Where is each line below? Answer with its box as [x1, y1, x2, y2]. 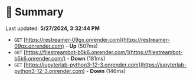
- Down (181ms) [67, 55, 106, 62]
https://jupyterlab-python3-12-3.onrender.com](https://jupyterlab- [25, 61, 187, 68]
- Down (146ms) [86, 67, 126, 74]
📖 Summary [5, 5, 64, 19]
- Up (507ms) [65, 42, 98, 49]
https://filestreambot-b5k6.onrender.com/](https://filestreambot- [25, 48, 183, 55]
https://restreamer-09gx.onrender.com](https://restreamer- [25, 36, 171, 43]
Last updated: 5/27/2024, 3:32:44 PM [5, 25, 100, 32]
